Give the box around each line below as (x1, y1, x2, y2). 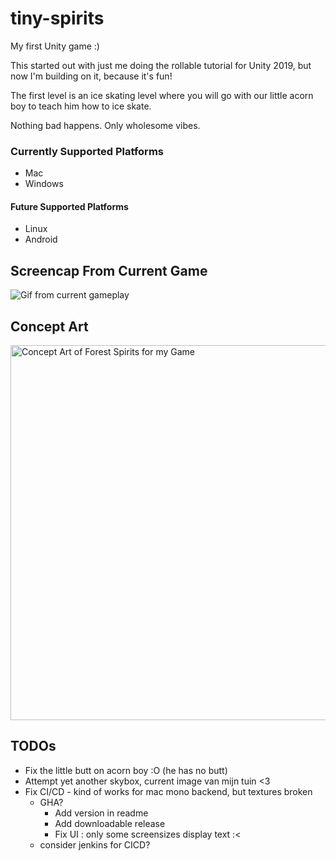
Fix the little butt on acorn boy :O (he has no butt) (24, 764, 228, 776)
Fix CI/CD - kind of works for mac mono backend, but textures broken (24, 785, 313, 797)
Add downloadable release (54, 817, 166, 829)
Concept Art (10, 318, 89, 335)
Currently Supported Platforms (10, 144, 164, 158)
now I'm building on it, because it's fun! (10, 70, 173, 82)
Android (24, 233, 58, 246)
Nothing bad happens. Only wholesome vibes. (10, 119, 201, 131)
